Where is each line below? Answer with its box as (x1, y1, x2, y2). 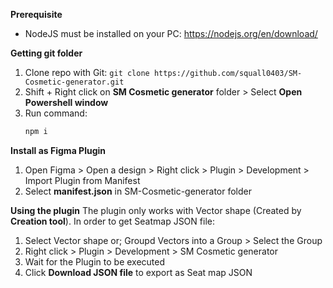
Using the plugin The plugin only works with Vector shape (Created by (10, 204, 302, 216)
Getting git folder (10, 47, 83, 59)
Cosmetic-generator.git (24, 77, 125, 87)
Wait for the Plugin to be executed (24, 255, 166, 268)
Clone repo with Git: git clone (24, 67, 150, 78)
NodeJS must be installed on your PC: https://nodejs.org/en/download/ (24, 28, 318, 39)
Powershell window (24, 97, 109, 108)
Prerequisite (10, 9, 63, 20)
